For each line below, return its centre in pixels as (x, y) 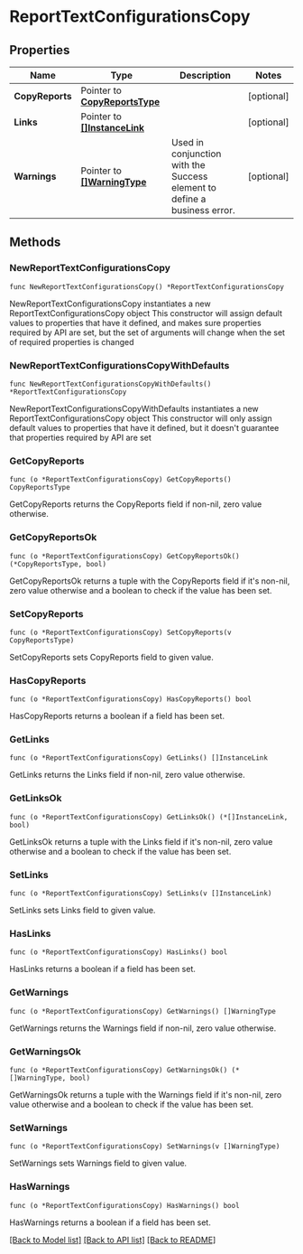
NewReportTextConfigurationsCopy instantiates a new (110, 304)
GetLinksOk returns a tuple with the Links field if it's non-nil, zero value (141, 841)
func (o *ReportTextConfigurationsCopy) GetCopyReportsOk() (125, 556)
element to (193, 187)
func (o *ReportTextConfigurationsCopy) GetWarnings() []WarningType (143, 1011)
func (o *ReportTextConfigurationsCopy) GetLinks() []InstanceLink (139, 758)
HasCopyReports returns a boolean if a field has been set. (117, 716)
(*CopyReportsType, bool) (58, 564)
